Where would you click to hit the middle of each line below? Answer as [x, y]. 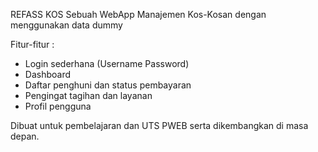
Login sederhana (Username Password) [107, 63]
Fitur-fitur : [32, 44]
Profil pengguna [58, 106]
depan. [25, 136]
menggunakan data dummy [66, 25]
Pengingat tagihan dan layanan [88, 95]
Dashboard [48, 74]
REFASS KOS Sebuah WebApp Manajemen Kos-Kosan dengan [138, 14]
